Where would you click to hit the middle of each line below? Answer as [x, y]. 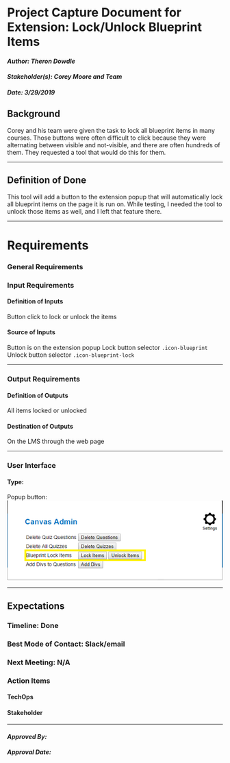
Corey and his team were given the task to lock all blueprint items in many [111, 130]
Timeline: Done [33, 625]
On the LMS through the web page [56, 441]
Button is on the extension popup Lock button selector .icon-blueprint [107, 348]
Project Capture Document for [94, 13]
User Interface [31, 466]
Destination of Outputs [40, 426]
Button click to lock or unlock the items [62, 316]
